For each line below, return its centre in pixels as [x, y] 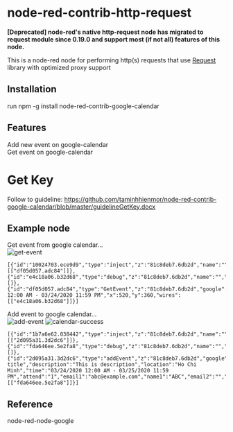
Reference [30, 404]
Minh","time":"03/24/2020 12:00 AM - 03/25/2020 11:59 [88, 371]
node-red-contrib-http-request [100, 13]
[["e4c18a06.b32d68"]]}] [43, 302]
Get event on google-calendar [50, 152]
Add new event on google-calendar [58, 144]
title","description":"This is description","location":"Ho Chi [102, 365]
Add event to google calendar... [52, 314]
